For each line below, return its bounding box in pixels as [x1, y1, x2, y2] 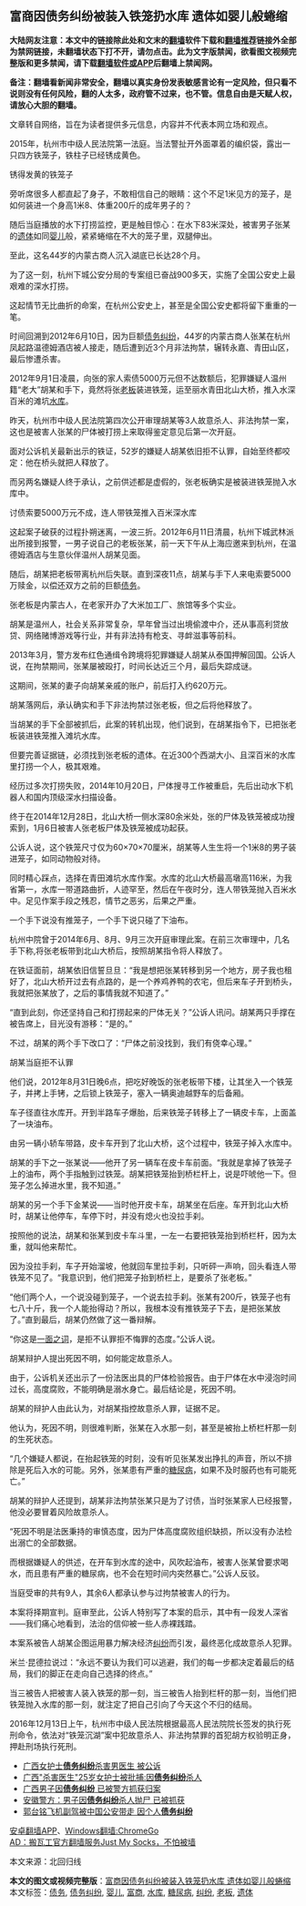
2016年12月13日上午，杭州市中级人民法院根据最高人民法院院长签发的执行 [9, 1717, 284, 1728]
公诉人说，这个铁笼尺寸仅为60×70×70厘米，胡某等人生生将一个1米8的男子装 [9, 841, 297, 852]
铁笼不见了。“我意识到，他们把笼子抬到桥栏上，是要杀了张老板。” [9, 1271, 252, 1282]
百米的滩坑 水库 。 [9, 395, 74, 406]
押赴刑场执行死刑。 [9, 1740, 82, 1751]
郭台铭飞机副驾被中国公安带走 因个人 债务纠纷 [22, 1806, 193, 1817]
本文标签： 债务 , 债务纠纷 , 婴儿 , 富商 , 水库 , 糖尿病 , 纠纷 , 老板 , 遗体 [9, 1886, 253, 1897]
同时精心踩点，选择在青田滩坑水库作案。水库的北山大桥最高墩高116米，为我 [9, 872, 293, 883]
